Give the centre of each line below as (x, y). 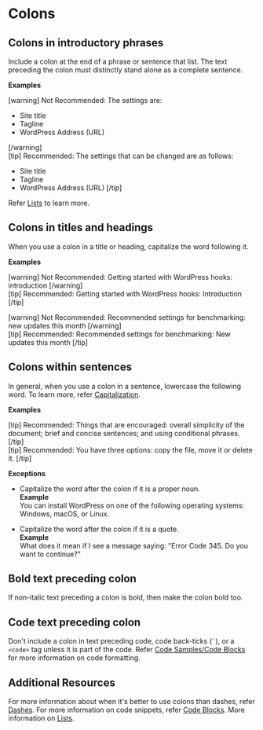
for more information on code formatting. (75, 658)
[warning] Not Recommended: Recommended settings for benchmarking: (127, 317)
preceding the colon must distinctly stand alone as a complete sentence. (126, 70)
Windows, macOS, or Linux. (64, 514)
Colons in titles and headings (81, 227)
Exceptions (27, 473)
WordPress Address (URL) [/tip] (71, 188)
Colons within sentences (70, 367)
